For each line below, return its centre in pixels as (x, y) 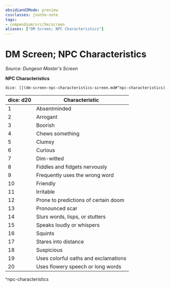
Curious (45, 150)
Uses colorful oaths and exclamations (81, 258)
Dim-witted (50, 159)
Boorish (45, 125)
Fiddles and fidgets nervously (71, 167)
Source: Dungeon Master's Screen (42, 69)
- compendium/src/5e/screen (35, 24)
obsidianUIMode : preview (32, 10)
